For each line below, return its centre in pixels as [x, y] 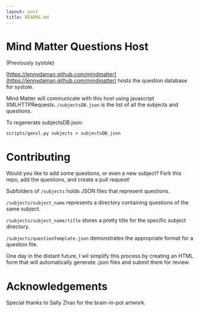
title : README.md [28, 17]
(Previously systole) [30, 63]
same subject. [23, 209]
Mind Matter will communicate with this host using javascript [80, 98]
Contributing [38, 157]
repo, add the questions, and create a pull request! [68, 180]
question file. [22, 244]
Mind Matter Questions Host [77, 47]
